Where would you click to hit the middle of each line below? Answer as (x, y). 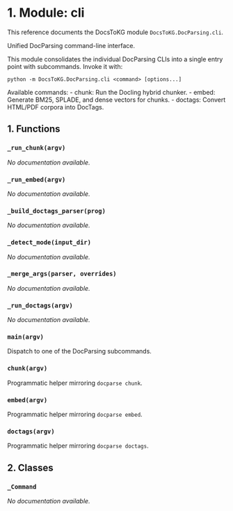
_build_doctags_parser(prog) (57, 211)
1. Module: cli (46, 13)
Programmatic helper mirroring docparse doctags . (78, 446)
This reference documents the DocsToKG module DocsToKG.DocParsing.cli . (115, 32)
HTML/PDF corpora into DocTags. (56, 107)
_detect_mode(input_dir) (49, 243)
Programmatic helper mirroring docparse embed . (75, 414)
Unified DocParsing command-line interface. (71, 45)
